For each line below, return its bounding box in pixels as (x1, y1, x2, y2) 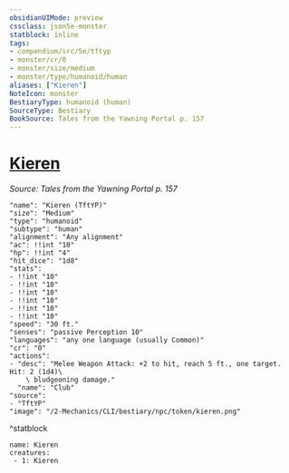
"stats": (9, 265, 43, 274)
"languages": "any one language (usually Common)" (9, 336, 205, 345)
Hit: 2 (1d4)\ (9, 368, 63, 377)
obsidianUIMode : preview (9, 13, 103, 23)
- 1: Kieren (13, 457, 59, 466)
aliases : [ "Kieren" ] (9, 81, 88, 90)
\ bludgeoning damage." (25, 375, 116, 385)
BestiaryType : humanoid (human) (9, 97, 131, 107)
